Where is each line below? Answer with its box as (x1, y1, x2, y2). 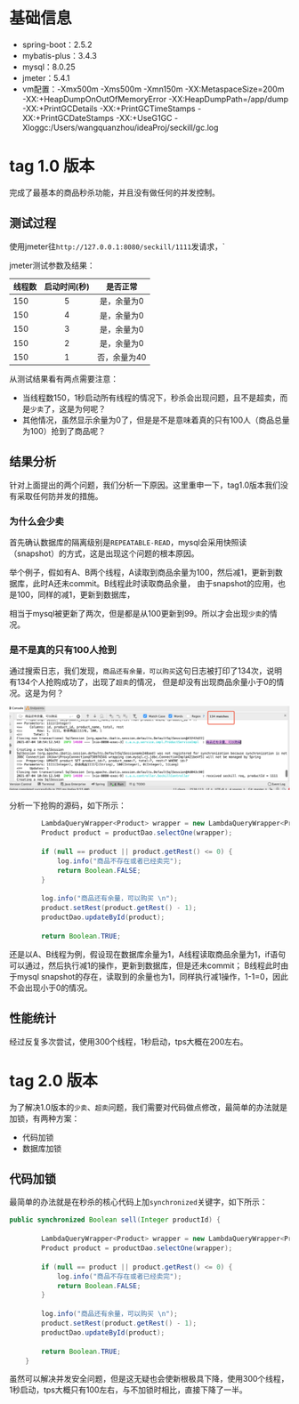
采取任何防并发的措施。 (16, 490, 103, 501)
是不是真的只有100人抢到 (9, 643, 117, 656)
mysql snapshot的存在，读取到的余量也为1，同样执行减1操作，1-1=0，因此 (16, 971, 289, 981)
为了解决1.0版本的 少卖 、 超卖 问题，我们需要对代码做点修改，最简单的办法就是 (9, 1101, 287, 1112)
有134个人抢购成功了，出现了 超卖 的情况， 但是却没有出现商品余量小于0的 (9, 677, 277, 688)
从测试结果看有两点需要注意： (9, 373, 118, 383)
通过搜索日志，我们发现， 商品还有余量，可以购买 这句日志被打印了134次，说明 (9, 666, 283, 676)
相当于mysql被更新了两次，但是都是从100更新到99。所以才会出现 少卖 (9, 609, 263, 619)
